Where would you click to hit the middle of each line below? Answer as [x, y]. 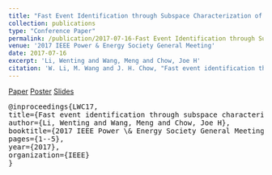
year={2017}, [34, 147]
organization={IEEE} [49, 155]
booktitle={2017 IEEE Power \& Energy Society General [119, 131]
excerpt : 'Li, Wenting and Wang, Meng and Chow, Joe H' [104, 61]
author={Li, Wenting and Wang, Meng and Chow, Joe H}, [119, 123]
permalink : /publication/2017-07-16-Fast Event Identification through [132, 38]
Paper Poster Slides [41, 91]
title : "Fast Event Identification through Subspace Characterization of [136, 16]
